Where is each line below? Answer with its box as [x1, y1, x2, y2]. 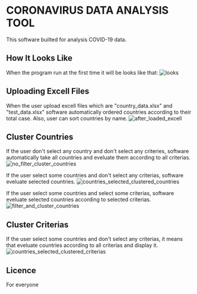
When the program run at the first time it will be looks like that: [6, 69, 158, 76]
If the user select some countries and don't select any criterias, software [6, 172, 184, 179]
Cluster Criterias [6, 220, 69, 230]
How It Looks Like [6, 53, 73, 63]
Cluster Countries [6, 132, 74, 142]
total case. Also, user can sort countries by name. [6, 114, 128, 122]
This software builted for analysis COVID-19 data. [6, 36, 127, 43]
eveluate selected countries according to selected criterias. [6, 196, 151, 203]
